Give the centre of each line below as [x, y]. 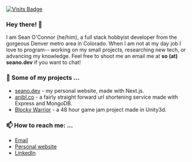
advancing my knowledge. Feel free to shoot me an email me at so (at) [92, 56]
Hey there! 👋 [24, 24]
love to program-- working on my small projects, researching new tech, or [96, 50]
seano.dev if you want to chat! [44, 63]
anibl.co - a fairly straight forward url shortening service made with [96, 97]
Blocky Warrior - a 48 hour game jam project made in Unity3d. [90, 109]
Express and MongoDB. [43, 103]
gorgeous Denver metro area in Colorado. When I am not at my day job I [94, 44]
